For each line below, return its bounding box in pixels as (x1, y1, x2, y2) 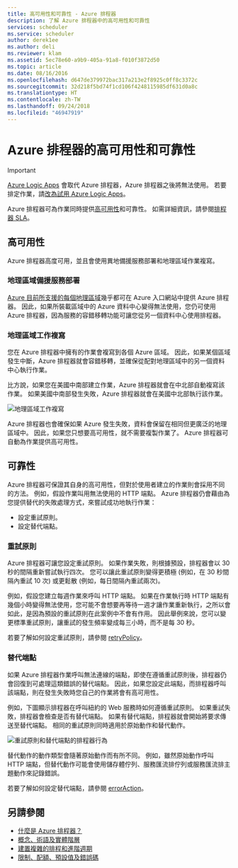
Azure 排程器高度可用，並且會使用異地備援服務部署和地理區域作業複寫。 (7, 256, 219, 265)
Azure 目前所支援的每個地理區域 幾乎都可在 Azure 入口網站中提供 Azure (7, 293, 215, 301)
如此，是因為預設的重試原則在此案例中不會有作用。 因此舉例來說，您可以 (7, 609, 220, 618)
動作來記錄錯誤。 (13, 769, 64, 777)
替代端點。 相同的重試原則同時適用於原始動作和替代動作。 (19, 720, 189, 729)
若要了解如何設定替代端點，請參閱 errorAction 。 (7, 784, 148, 792)
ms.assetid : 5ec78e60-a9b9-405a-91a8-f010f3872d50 (7, 57, 160, 64)
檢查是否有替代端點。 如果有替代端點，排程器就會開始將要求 (44, 712, 220, 720)
